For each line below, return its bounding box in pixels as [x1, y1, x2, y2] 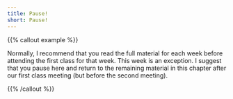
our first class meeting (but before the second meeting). [7, 71, 168, 80]
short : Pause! [7, 17, 49, 24]
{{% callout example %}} [7, 35, 79, 44]
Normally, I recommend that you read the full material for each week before [7, 49, 223, 57]
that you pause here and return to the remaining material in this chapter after [7, 64, 227, 72]
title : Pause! [7, 10, 49, 17]
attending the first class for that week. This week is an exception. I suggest [7, 56, 222, 64]
